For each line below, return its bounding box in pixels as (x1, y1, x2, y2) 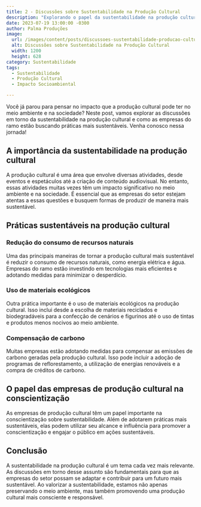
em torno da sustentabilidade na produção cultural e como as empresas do (6, 116, 191, 123)
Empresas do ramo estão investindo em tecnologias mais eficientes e (6, 265, 177, 272)
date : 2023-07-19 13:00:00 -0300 (6, 20, 90, 26)
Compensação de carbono (6, 334, 85, 342)
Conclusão (6, 446, 48, 456)
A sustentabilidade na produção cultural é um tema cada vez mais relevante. (6, 461, 195, 469)
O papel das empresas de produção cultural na (6, 384, 184, 394)
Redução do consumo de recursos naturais (6, 238, 134, 247)
